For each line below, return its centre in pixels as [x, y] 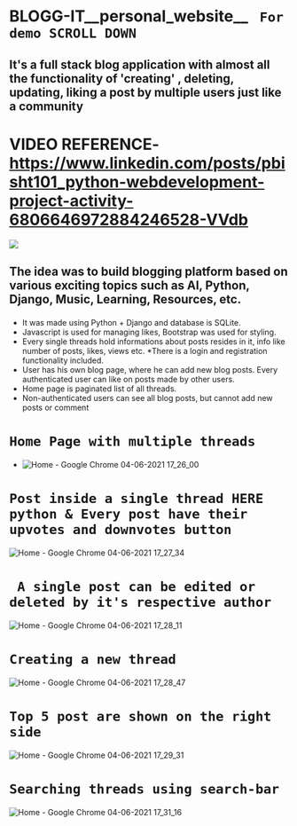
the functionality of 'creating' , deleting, [122, 79]
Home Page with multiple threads [133, 441]
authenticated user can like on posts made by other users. [128, 379]
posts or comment [55, 407]
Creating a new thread [93, 659]
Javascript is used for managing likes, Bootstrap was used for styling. [149, 332]
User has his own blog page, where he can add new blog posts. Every [150, 369]
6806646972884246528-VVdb [129, 220]
